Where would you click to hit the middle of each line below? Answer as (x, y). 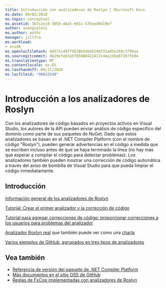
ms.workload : (19, 42)
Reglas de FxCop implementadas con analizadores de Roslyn (75, 280)
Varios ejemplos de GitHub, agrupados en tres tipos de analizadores (75, 242)
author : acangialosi (27, 28)
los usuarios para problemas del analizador (49, 223)
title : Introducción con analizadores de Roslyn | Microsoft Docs (75, 10)
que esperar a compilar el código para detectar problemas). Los (70, 155)
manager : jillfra (23, 38)
